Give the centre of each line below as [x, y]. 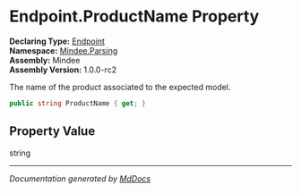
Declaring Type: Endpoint [57, 41]
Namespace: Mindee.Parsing [64, 50]
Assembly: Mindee [45, 60]
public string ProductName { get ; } [77, 103]
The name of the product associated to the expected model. [120, 87]
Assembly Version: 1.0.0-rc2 [63, 70]
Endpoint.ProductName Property [134, 17]
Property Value [52, 131]
